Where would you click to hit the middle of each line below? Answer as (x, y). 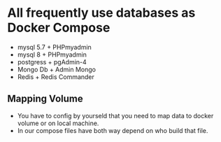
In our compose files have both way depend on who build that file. (113, 130)
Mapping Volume (45, 99)
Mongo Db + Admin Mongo (57, 69)
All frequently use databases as (101, 13)
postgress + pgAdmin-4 (52, 62)
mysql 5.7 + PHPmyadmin (55, 47)
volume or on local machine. (58, 123)
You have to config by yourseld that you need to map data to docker (115, 115)
